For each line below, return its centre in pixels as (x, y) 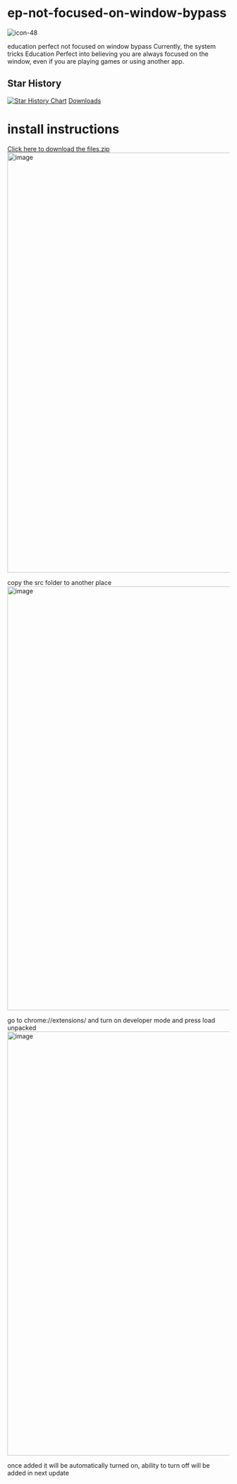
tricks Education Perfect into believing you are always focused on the (108, 54)
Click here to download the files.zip (59, 149)
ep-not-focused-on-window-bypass (117, 13)
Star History (35, 84)
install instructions (63, 129)
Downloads (85, 100)
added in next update (38, 1473)
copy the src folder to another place (59, 582)
